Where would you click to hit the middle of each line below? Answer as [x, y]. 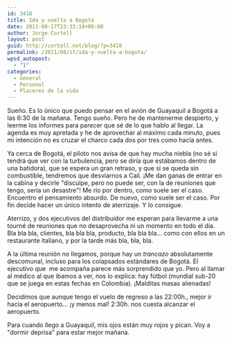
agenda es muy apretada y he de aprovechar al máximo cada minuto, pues [114, 133]
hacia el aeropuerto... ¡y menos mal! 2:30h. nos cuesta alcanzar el [101, 304]
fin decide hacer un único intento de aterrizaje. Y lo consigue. [95, 205]
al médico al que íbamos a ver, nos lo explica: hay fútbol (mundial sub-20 [111, 276]
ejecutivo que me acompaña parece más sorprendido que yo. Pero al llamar [116, 269]
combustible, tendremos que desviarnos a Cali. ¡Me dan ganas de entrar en [115, 176]
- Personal [29, 85]
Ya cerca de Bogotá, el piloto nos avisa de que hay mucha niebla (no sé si [112, 154]
